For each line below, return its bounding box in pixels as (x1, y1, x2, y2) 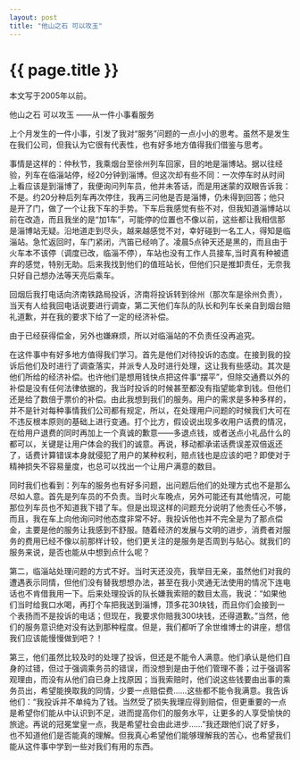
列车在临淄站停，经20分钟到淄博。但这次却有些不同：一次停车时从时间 (24, 170, 286, 180)
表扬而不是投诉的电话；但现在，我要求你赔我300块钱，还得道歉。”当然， (16, 611, 282, 622)
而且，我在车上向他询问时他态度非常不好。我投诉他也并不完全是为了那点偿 (9, 514, 283, 524)
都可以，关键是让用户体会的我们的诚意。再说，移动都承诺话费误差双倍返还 (9, 438, 283, 449)
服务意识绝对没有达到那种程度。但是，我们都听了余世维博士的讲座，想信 (24, 622, 291, 632)
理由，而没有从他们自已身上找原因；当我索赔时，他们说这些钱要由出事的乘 (16, 674, 291, 685)
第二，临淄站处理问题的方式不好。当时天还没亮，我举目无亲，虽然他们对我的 (9, 566, 291, 577)
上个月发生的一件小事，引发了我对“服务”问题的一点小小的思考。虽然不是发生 (9, 129, 290, 139)
